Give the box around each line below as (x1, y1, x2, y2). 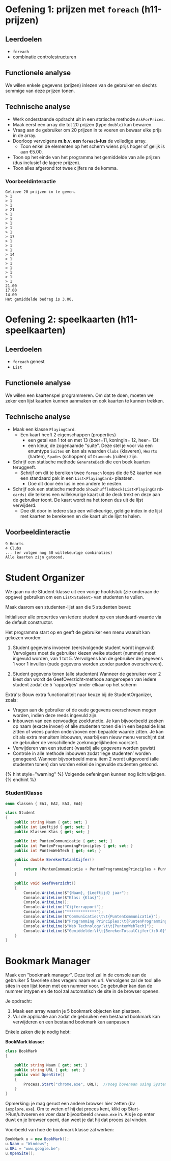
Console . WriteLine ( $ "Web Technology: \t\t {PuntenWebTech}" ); (23, 923, 154, 929)
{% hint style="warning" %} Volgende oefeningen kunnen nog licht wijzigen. (5, 771, 166, 777)
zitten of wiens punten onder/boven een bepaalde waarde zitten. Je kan (12, 729, 164, 735)
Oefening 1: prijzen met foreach (5, 4, 139, 15)
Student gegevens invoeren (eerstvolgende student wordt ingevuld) (12, 644, 155, 651)
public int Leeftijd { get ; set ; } (14, 824, 90, 830)
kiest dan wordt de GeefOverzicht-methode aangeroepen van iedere (12, 676, 157, 682)
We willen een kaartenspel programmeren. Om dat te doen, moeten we (5, 392, 154, 398)
